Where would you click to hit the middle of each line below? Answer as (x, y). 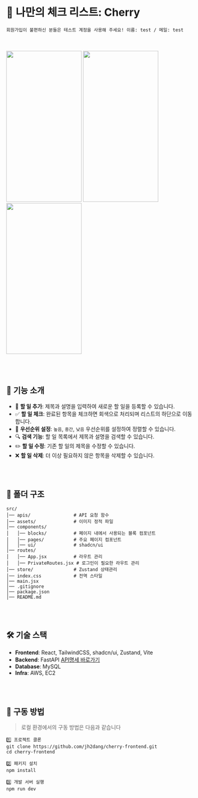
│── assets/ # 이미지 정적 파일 (60, 521)
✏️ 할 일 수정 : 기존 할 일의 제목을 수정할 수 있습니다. (75, 446)
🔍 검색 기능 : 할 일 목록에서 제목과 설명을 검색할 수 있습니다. (85, 436)
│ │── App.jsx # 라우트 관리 (54, 556)
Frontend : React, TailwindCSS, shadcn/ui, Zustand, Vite (84, 652)
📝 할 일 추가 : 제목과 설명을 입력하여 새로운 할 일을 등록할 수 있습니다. (95, 406)
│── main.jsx (23, 581)
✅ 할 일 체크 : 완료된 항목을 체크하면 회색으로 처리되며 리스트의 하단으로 (98, 414)
